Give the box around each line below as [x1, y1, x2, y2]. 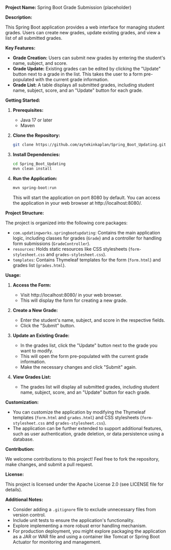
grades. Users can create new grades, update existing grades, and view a [5, 30, 161, 35]
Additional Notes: [5, 496, 43, 503]
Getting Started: [5, 97, 40, 103]
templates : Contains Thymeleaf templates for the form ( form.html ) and [12, 256, 161, 262]
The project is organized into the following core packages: [5, 220, 128, 226]
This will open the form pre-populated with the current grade [20, 353, 149, 359]
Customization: [5, 399, 39, 405]
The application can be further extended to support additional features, [12, 425, 163, 431]
